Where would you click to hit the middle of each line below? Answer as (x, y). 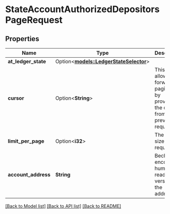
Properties (22, 39)
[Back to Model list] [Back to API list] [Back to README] (63, 206)
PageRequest (34, 20)
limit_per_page (26, 141)
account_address (29, 175)
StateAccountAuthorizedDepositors (82, 9)
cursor (16, 98)
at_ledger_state (27, 61)
